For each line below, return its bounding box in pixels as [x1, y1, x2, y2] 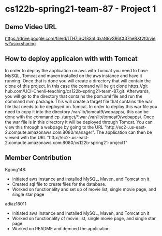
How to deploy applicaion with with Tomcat [5, 55, 138, 63]
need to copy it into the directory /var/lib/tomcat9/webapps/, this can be [5, 109, 149, 114]
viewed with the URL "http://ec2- [5, 134, 71, 140]
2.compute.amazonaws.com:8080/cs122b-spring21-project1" [5, 140, 128, 145]
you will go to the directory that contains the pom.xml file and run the [5, 93, 143, 99]
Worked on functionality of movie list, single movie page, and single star [12, 215, 156, 221]
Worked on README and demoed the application [12, 225, 110, 231]
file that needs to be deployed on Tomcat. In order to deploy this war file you [5, 103, 158, 110]
